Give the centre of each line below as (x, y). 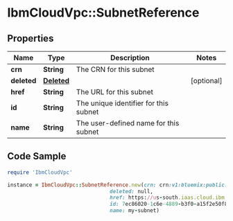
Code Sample (37, 156)
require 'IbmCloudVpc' (40, 172)
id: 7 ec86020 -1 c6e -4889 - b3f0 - (153, 204)
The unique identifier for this (122, 103)
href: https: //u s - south (144, 198)
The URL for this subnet (115, 92)
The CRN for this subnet (115, 69)
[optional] (206, 81)
